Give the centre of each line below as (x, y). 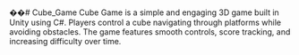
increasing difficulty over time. (65, 41)
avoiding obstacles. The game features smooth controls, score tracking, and (150, 32)
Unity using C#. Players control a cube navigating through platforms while (145, 22)
